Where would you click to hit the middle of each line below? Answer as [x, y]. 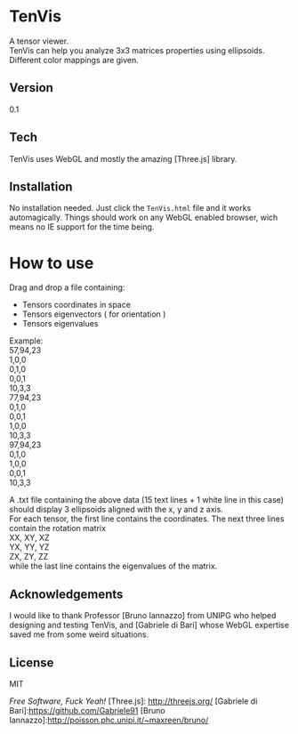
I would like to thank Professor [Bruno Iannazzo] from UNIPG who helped [143, 616]
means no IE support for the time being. [82, 227]
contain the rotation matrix [58, 528]
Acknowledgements [66, 594]
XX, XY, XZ [29, 538]
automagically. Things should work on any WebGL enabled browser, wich [144, 218]
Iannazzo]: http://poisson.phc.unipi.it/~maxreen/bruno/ [109, 720]
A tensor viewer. [39, 41]
